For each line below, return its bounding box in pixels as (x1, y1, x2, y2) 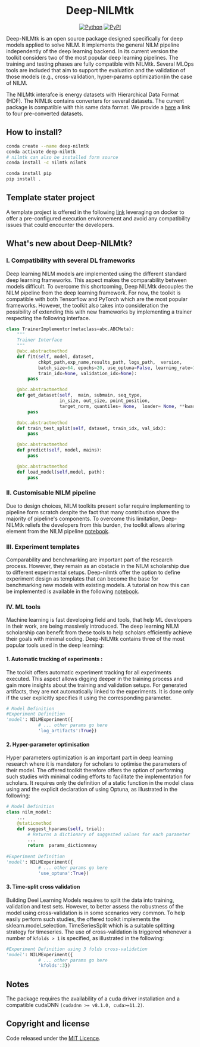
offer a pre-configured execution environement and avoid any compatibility (6, 214, 190, 222)
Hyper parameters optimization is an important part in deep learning (6, 754, 173, 762)
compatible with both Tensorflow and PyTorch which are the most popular (6, 295, 188, 302)
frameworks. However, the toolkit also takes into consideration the (6, 302, 168, 309)
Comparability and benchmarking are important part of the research (6, 556, 173, 563)
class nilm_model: (6, 809, 52, 815)
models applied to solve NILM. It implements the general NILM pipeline (6, 41, 180, 48)
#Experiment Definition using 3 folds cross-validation (6, 946, 148, 952)
